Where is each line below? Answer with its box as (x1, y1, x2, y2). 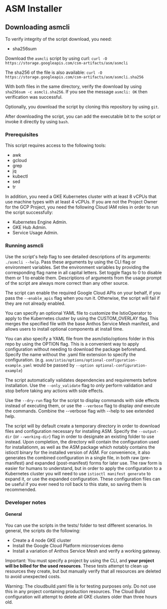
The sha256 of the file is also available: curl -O (5, 69, 102, 75)
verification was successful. (5, 94, 63, 100)
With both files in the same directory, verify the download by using (5, 83, 142, 89)
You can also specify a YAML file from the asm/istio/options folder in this (5, 335, 155, 342)
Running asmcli (5, 242, 44, 249)
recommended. (5, 486, 36, 492)
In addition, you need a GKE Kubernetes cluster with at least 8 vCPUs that (5, 194, 157, 200)
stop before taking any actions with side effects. (5, 388, 104, 394)
